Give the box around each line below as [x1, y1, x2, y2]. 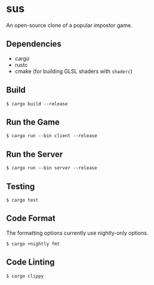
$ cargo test [6, 197, 39, 203]
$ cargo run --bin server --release [6, 165, 97, 171]
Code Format [6, 213, 56, 223]
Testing [6, 181, 35, 192]
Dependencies [6, 39, 61, 49]
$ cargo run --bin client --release [6, 133, 97, 139]
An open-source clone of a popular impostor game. [6, 22, 133, 29]
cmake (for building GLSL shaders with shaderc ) [14, 68, 133, 75]
